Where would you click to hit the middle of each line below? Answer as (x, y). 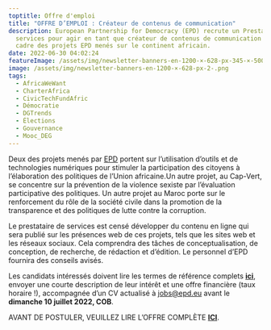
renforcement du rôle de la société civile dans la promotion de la (115, 202)
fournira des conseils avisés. (56, 260)
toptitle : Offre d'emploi (52, 16)
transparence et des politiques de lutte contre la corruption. (108, 210)
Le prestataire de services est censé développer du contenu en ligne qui (129, 226)
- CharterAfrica (43, 91)
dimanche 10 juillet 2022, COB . (61, 301)
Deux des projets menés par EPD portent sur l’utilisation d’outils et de (123, 159)
